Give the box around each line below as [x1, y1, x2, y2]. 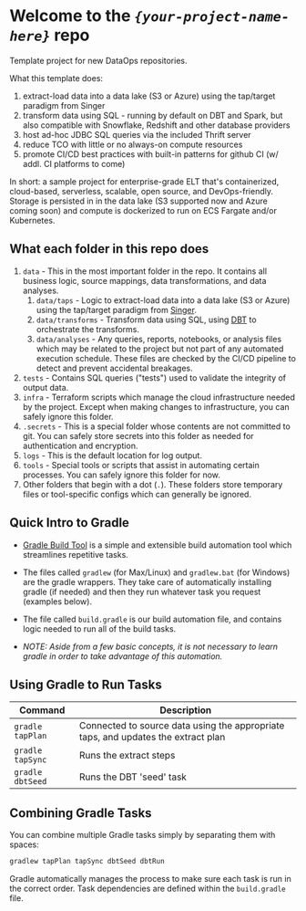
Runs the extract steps [78, 749, 176, 762]
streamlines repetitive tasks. [22, 549, 129, 560]
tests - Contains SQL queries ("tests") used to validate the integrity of [22, 372, 287, 383]
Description [159, 704, 212, 717]
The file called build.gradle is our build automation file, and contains [22, 613, 282, 624]
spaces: [9, 839, 39, 850]
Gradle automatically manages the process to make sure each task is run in [9, 874, 291, 885]
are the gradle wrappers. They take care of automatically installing [22, 576, 272, 587]
